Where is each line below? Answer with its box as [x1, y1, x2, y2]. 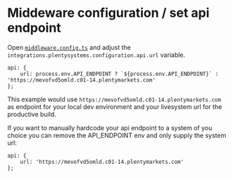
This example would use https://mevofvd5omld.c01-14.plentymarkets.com [7, 95, 222, 103]
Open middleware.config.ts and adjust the [7, 43, 132, 51]
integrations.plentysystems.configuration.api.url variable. [7, 51, 186, 59]
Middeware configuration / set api [7, 5, 210, 21]
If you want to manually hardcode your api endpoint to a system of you [7, 123, 213, 132]
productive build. [7, 110, 56, 118]
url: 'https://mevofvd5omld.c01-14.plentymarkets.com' [20, 158, 184, 165]
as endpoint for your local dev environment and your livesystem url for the [7, 102, 222, 110]
